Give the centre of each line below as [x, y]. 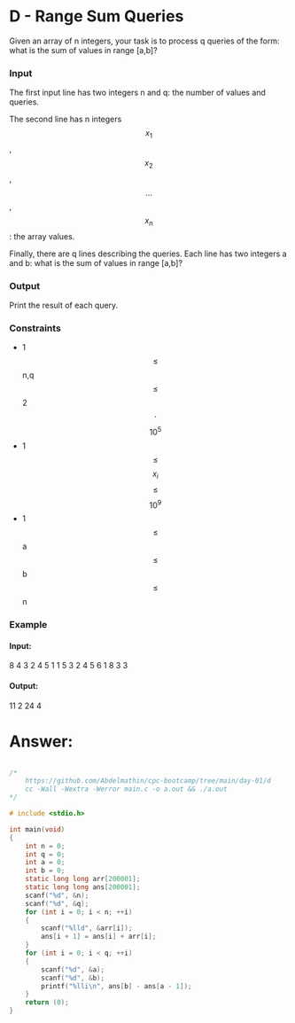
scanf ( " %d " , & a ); [73, 969]
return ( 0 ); [47, 1003]
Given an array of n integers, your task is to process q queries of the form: [144, 41]
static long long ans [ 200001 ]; [83, 887]
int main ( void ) [37, 829]
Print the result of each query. [64, 305]
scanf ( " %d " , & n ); [57, 895]
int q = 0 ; [45, 854]
